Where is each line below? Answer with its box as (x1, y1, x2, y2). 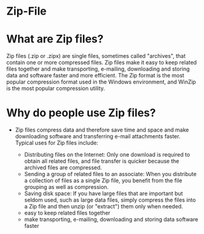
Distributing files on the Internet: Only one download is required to (24, 151, 191, 158)
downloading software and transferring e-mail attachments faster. (15, 133, 181, 140)
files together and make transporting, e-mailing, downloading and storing (6, 65, 190, 73)
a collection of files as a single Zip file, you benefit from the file (24, 177, 183, 184)
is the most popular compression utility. (6, 85, 105, 92)
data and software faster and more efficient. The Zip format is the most (6, 72, 185, 79)
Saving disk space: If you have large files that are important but (24, 190, 183, 197)
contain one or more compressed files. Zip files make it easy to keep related (6, 59, 197, 66)
